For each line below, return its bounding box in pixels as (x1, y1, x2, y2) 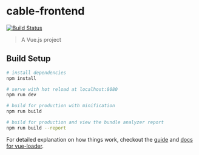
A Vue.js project (21, 36, 62, 43)
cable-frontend (6, 4, 85, 18)
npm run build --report (6, 125, 67, 131)
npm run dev (6, 92, 36, 98)
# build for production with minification (6, 103, 115, 109)
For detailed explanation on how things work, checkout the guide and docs (6, 136, 193, 143)
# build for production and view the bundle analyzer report (6, 119, 164, 125)
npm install (6, 75, 36, 81)
